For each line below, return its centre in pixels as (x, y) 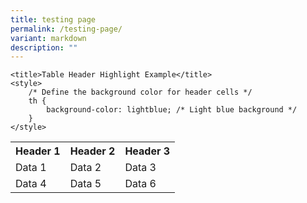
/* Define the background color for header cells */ (140, 92)
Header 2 (92, 151)
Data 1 (31, 168)
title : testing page (53, 19)
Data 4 (31, 184)
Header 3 (147, 151)
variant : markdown (48, 38)
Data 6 (140, 184)
